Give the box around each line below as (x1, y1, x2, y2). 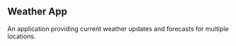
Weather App (7, 6, 67, 18)
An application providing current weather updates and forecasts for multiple (7, 24, 229, 33)
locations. (7, 32, 36, 40)
